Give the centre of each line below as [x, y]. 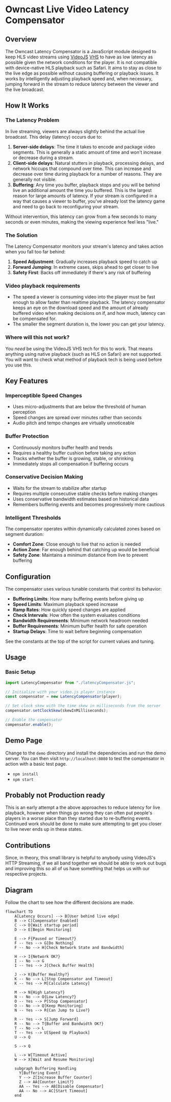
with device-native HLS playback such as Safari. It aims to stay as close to [83, 68]
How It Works [27, 106]
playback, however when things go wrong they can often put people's [79, 813]
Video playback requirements [43, 286]
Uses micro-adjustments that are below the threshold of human [79, 407]
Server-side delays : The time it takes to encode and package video [84, 146]
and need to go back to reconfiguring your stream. [66, 206]
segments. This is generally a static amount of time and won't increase [87, 152]
